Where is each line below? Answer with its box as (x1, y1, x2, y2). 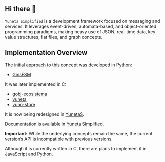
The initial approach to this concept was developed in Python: (5, 62, 132, 68)
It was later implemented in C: (5, 81, 66, 87)
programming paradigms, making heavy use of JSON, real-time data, (5, 28, 147, 35)
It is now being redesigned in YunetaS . (5, 111, 84, 117)
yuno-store (12, 101, 36, 107)
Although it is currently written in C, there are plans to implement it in (5, 145, 147, 151)
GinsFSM (12, 71, 31, 77)
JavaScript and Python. (5, 151, 53, 157)
